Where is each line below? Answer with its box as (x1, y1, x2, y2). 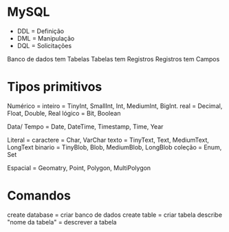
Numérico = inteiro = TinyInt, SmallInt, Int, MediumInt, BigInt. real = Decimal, (7, 101, 223, 110)
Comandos (7, 188, 71, 204)
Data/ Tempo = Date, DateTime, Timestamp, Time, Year (7, 122, 164, 131)
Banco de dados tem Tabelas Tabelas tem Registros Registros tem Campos (7, 54, 220, 63)
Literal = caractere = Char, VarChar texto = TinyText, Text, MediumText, (7, 136, 210, 144)
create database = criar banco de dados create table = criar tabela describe (7, 211, 222, 219)
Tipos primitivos (7, 79, 102, 95)
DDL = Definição (17, 27, 64, 35)
